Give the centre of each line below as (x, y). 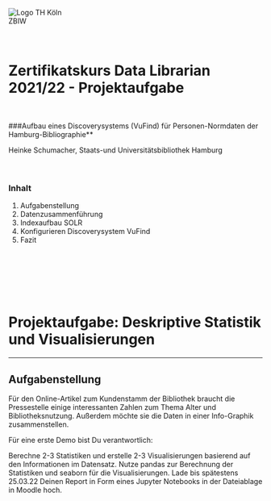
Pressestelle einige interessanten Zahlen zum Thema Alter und (112, 407)
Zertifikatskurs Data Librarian (110, 71)
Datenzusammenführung (61, 215)
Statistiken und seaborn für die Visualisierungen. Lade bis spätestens (123, 473)
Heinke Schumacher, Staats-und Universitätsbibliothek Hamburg (116, 150)
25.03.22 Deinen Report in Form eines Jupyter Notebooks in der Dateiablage (135, 481)
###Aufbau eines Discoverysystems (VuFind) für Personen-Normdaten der (133, 126)
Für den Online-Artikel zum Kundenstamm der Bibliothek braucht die (122, 399)
